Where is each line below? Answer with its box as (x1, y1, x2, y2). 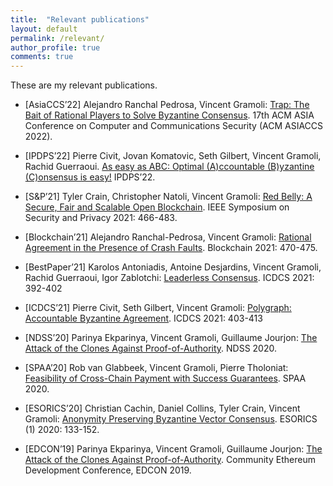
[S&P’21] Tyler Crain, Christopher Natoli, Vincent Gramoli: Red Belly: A (24, 191, 313, 203)
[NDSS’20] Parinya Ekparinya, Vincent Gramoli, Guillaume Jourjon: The (24, 332, 318, 344)
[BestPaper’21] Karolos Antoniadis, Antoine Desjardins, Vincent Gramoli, (24, 261, 322, 273)
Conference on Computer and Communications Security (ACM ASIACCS (24, 120, 324, 132)
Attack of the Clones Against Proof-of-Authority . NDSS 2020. (24, 342, 277, 355)
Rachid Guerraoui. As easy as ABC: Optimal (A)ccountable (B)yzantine (24, 161, 315, 173)
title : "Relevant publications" (10, 14, 150, 25)
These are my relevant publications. (10, 79, 158, 91)
